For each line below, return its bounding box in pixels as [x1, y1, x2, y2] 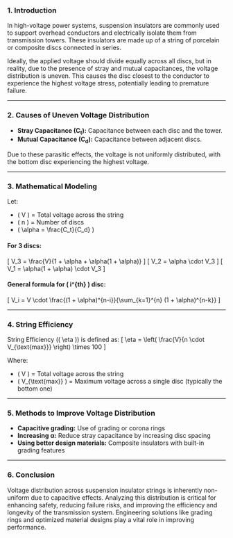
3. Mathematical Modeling [7, 181, 97, 191]
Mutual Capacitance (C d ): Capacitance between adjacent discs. [17, 135, 202, 145]
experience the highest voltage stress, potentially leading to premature [7, 79, 209, 88]
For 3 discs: [7, 242, 42, 250]
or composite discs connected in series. [7, 44, 121, 52]
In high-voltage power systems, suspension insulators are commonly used [7, 22, 220, 30]
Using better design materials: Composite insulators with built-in [17, 439, 205, 447]
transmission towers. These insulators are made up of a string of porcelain [7, 36, 220, 44]
